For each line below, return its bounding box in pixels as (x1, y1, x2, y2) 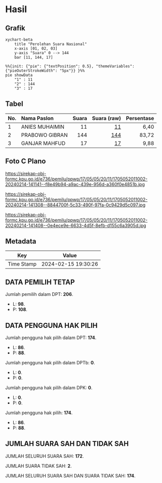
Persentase (126, 115, 154, 122)
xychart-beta (5, 37, 33, 42)
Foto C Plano (5, 157, 46, 166)
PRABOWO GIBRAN (21, 131, 68, 138)
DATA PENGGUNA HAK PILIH (5, 321, 98, 330)
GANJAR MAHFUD (21, 139, 66, 146)
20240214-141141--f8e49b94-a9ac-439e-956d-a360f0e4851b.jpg (5, 181, 145, 187)
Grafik (5, 24, 25, 32)
